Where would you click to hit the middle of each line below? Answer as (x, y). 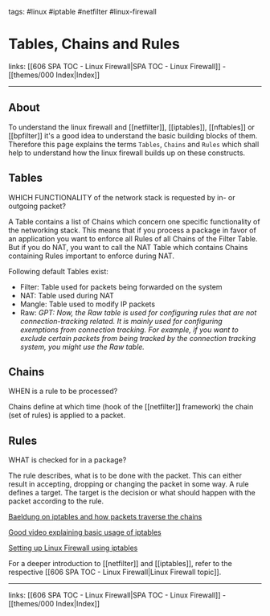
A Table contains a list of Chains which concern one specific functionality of (134, 221)
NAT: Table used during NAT (67, 295)
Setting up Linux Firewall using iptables (73, 548)
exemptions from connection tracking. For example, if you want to (129, 330)
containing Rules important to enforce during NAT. (92, 256)
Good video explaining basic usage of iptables (85, 532)
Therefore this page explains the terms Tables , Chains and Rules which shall (134, 144)
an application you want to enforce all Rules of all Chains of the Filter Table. (133, 238)
